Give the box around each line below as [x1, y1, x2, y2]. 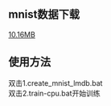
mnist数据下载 [8, 7, 80, 22]
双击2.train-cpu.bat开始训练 [8, 88, 101, 98]
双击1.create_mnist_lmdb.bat [8, 78, 103, 87]
